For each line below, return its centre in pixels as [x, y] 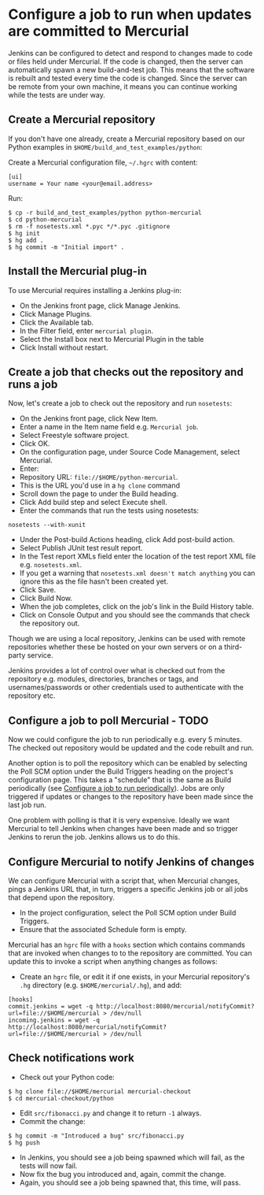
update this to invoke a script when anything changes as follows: [113, 961]
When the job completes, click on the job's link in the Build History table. [136, 607]
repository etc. [32, 696]
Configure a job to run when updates [130, 15]
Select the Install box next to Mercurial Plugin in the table [112, 339]
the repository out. [49, 623]
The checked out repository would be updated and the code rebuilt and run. [131, 748]
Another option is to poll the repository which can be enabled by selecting [128, 763]
